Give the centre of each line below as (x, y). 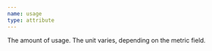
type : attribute (31, 20)
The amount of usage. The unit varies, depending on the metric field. (107, 40)
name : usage (24, 14)
